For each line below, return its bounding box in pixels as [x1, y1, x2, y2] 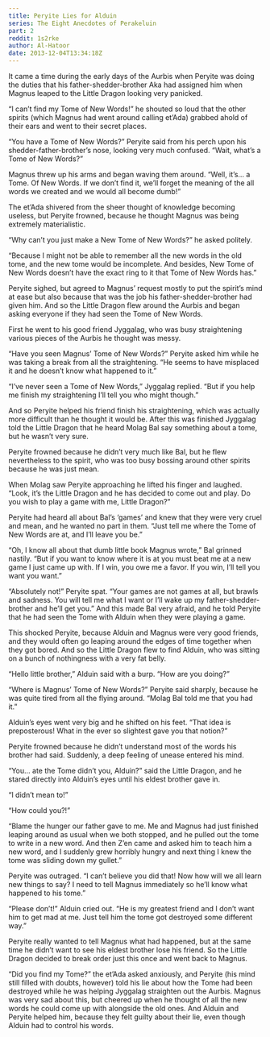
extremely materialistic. [8, 219, 86, 229]
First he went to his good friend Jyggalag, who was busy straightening [8, 325, 243, 334]
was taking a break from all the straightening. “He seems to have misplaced [8, 358, 260, 367]
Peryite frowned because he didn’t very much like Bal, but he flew [8, 447, 227, 456]
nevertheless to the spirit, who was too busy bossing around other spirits [8, 456, 251, 465]
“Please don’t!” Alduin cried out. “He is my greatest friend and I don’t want [8, 904, 255, 913]
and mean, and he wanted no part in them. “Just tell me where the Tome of [8, 521, 256, 530]
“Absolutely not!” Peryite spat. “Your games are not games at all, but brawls [8, 587, 259, 596]
